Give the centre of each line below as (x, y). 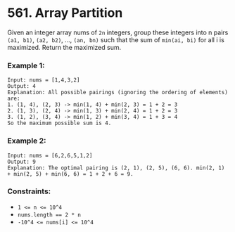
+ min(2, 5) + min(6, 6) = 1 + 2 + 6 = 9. (70, 174)
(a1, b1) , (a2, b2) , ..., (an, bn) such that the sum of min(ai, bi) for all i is (116, 39)
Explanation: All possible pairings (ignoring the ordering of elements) (118, 93)
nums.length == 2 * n (49, 215)
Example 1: (26, 65)
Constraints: (29, 191)
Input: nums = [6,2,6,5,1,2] (50, 155)
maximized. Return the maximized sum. (64, 47)
